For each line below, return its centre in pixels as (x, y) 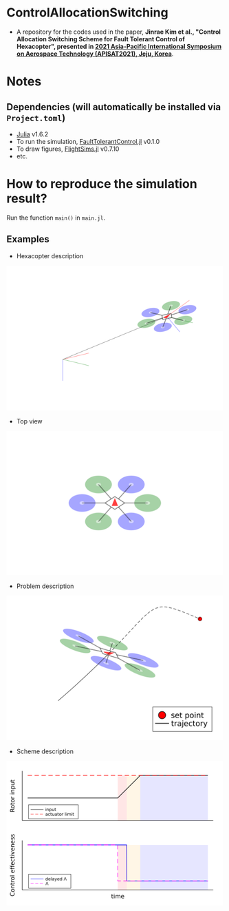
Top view (29, 421)
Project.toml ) (36, 117)
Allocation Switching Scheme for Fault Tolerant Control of (100, 39)
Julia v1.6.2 (32, 134)
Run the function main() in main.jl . (56, 218)
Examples (28, 239)
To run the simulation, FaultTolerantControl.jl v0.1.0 (88, 141)
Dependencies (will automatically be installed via (114, 107)
